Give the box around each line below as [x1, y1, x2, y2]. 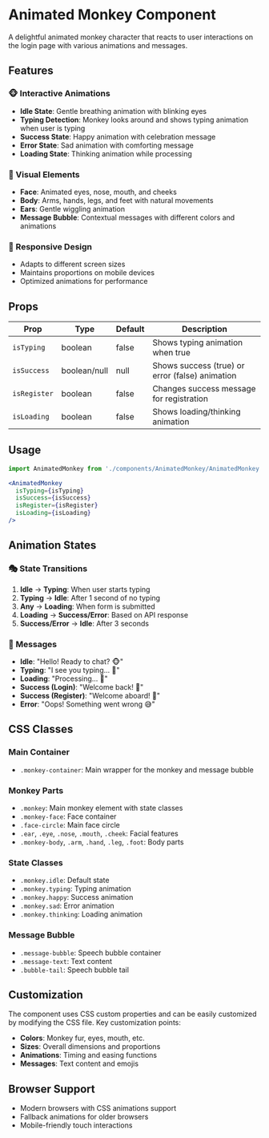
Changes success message [151, 383, 256, 395]
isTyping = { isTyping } [15, 487, 84, 495]
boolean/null [61, 365, 109, 376]
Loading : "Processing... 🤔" [19, 674, 108, 683]
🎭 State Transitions [8, 563, 88, 574]
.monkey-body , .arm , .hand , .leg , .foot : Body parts [19, 836, 184, 847]
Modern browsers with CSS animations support [19, 1104, 177, 1113]
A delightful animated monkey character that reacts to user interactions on [8, 32, 254, 42]
